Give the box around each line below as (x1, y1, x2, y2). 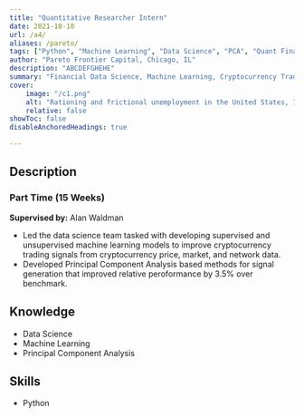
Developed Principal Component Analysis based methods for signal (22, 258, 274, 269)
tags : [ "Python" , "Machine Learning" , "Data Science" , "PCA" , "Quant (9, 47, 278, 56)
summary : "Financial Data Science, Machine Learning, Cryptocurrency (9, 73, 278, 82)
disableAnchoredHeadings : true (9, 123, 128, 132)
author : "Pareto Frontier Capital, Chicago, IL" (9, 55, 196, 64)
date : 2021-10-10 (9, 22, 75, 31)
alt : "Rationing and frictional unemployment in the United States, (25, 97, 290, 107)
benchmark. (22, 277, 68, 288)
